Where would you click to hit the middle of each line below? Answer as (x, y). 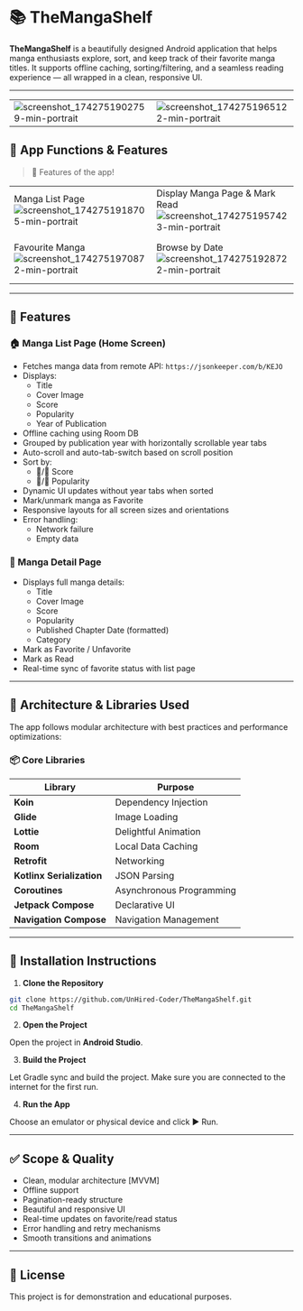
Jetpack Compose (54, 905)
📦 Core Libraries (47, 761)
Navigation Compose (60, 919)
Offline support (50, 1190)
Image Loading (147, 817)
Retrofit (31, 861)
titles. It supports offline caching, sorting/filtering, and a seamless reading (147, 68)
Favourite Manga (50, 247)
